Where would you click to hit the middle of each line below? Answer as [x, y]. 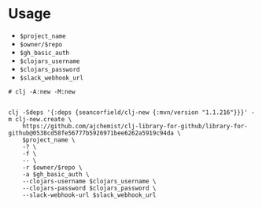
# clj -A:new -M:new [42, 91]
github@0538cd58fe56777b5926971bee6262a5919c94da [91, 133]
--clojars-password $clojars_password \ [89, 188]
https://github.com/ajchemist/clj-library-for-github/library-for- [135, 126]
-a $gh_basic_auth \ [56, 174]
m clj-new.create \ [40, 119]
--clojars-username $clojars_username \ [89, 181]
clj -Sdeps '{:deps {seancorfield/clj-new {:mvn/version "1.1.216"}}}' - [132, 112]
